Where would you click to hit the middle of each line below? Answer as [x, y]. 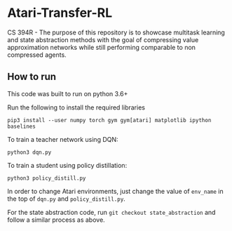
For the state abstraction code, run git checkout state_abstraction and [111, 212]
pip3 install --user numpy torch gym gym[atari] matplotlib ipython [109, 120]
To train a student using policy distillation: [67, 165]
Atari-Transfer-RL [60, 13]
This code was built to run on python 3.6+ [68, 93]
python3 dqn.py [29, 152]
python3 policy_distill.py [47, 178]
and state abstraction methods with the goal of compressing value [103, 39]
